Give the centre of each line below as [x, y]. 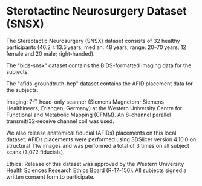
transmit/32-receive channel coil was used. [60, 121]
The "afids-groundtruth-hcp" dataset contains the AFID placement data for [100, 84]
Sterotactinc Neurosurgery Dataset [96, 11]
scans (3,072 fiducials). [35, 152]
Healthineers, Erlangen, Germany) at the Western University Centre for [94, 108]
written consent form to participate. [50, 176]
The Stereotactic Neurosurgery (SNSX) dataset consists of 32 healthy [93, 41]
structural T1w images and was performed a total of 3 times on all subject [98, 145]
